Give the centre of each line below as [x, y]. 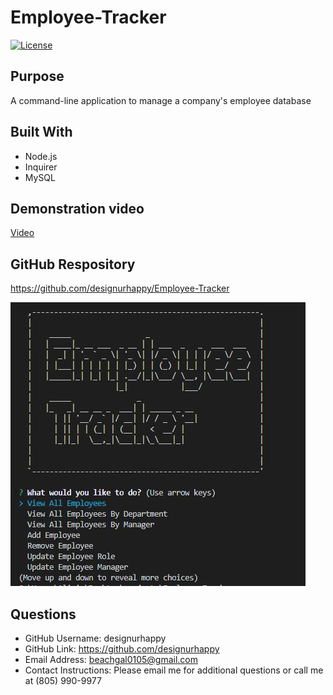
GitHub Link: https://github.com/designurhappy [122, 649]
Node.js [41, 156]
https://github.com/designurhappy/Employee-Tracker [120, 288]
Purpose [37, 76]
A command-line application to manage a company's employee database [161, 100]
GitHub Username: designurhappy [95, 638]
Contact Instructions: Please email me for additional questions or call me [174, 670]
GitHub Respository [73, 264]
